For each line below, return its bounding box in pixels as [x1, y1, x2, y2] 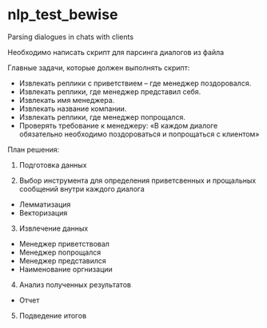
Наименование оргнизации [18, 264, 113, 274]
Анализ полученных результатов [18, 279, 131, 289]
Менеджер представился [18, 255, 107, 265]
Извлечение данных [18, 223, 89, 233]
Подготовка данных [18, 160, 87, 169]
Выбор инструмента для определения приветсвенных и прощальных [18, 176, 257, 185]
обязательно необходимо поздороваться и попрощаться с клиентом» [18, 129, 260, 139]
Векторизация [18, 207, 68, 217]
